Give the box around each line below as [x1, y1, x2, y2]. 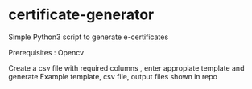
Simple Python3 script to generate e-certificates [8, 32, 169, 42]
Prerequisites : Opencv [8, 47, 85, 57]
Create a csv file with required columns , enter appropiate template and [8, 63, 245, 73]
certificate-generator [8, 6, 155, 24]
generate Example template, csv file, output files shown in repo [8, 71, 217, 81]
